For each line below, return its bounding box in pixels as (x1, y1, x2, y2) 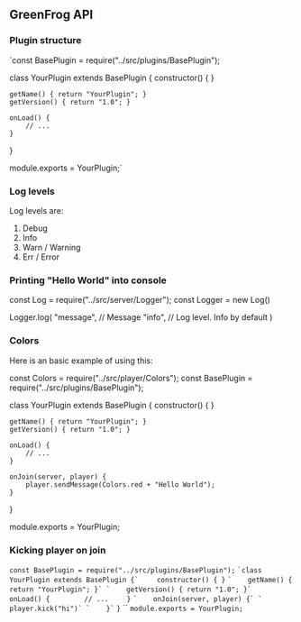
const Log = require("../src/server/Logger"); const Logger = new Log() (9, 295, 270, 306)
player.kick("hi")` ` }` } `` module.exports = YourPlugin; (9, 602, 243, 613)
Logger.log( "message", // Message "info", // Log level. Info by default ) (9, 312, 273, 323)
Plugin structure (9, 34, 82, 47)
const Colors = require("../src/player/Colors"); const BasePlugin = (9, 372, 253, 383)
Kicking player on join (9, 544, 106, 556)
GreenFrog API (9, 7, 94, 23)
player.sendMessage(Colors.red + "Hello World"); (25, 480, 216, 489)
